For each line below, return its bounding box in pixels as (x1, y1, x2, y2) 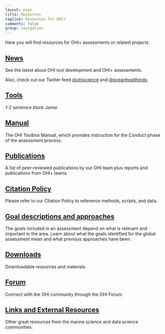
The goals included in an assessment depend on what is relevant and (5, 225, 148, 231)
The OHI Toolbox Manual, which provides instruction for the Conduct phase (5, 132, 161, 138)
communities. (5, 324, 33, 330)
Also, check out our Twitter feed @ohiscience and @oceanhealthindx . (5, 77, 149, 83)
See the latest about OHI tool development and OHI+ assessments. (5, 67, 143, 73)
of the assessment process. (5, 137, 62, 143)
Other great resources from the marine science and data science (5, 319, 139, 325)
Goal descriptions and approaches (5, 212, 115, 221)
